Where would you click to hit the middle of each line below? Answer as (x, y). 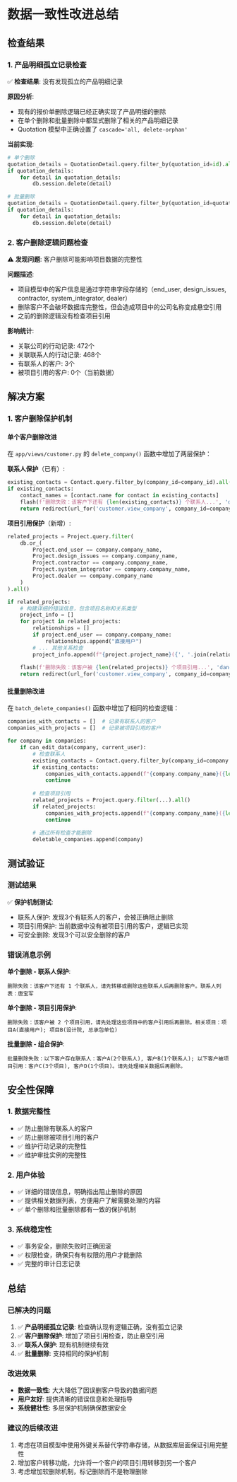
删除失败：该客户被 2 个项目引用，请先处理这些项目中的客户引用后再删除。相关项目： (115, 1023)
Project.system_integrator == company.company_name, (112, 569)
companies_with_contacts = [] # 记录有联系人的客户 (82, 722)
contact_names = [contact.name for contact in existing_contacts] (120, 496)
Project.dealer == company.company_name (93, 576)
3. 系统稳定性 (30, 1229)
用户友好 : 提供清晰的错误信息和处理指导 (75, 1399)
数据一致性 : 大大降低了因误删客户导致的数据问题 (87, 1390)
